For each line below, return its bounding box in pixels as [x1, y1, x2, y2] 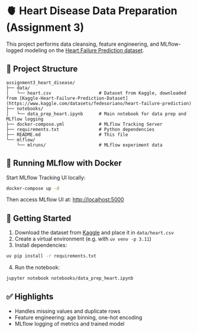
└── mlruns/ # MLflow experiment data [17, 142, 163, 148]
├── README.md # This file [6, 131, 128, 138]
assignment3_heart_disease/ [6, 80, 76, 85]
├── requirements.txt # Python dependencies [6, 126, 155, 132]
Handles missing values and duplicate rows [14, 307, 121, 315]
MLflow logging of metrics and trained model [14, 320, 125, 327]
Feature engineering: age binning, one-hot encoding [14, 313, 143, 321]
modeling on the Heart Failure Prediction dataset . [24, 46, 144, 53]
